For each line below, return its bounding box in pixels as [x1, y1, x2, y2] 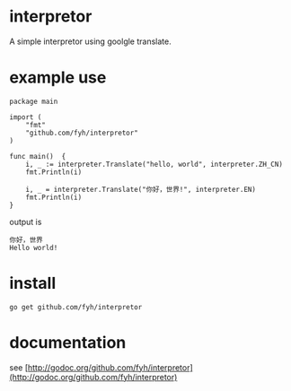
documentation [9, 333, 127, 352]
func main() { [9, 152, 66, 161]
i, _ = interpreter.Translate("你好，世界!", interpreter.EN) [25, 185, 256, 194]
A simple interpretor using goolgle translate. [9, 36, 172, 47]
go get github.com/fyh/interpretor [9, 302, 143, 311]
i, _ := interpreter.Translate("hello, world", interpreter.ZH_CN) [25, 160, 283, 169]
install [9, 274, 57, 293]
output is [9, 216, 42, 227]
